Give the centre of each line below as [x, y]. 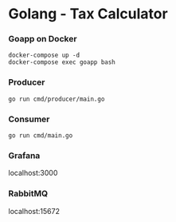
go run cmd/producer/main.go [57, 99]
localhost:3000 [33, 173]
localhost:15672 [34, 211]
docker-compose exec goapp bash [62, 62]
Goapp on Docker [43, 39]
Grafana [24, 155]
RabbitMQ [28, 194]
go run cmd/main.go [41, 136]
